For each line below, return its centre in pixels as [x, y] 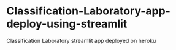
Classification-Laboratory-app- [88, 11]
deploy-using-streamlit [67, 24]
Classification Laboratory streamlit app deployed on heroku [81, 40]
